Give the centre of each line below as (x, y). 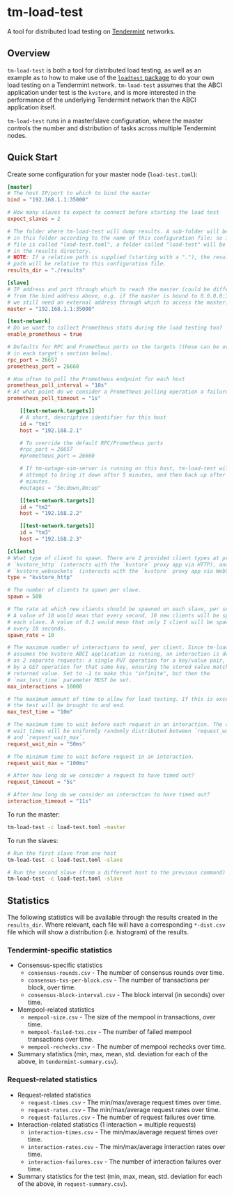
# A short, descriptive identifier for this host (93, 417)
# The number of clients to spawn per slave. (74, 590)
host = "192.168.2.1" (51, 430)
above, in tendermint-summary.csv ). (68, 1062)
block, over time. (52, 987)
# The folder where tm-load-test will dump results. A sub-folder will (113, 231)
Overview (29, 53)
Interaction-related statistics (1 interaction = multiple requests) (107, 1124)
